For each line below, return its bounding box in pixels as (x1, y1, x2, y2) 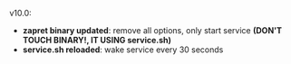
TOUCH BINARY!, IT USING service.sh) (22, 35, 172, 45)
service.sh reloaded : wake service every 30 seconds (22, 44, 224, 55)
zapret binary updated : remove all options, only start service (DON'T (22, 25, 283, 35)
